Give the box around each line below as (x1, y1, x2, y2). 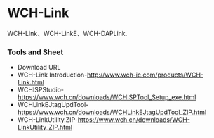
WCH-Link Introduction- (17, 70, 88, 79)
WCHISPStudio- (17, 86, 65, 94)
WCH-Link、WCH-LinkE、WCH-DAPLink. (7, 29, 128, 37)
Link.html (17, 78, 44, 87)
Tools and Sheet (7, 47, 64, 57)
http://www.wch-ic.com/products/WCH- (86, 70, 203, 79)
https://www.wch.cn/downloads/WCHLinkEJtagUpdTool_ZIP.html (17, 108, 207, 117)
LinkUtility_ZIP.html (17, 123, 72, 132)
